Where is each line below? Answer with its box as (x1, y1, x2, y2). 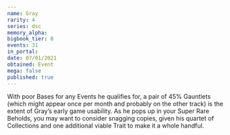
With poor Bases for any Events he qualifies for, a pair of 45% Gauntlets (7, 93, 211, 101)
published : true (7, 73, 54, 81)
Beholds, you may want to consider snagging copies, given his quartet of (7, 114, 215, 123)
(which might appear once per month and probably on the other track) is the (7, 100, 224, 108)
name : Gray (7, 10, 39, 17)
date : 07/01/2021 (7, 55, 57, 62)
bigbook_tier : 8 (7, 36, 54, 42)
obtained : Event (7, 61, 54, 68)
